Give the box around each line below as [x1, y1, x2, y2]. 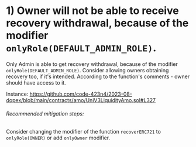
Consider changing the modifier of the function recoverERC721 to [6, 128, 161, 135]
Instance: [6, 90, 29, 97]
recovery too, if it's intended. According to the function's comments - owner [6, 73, 190, 80]
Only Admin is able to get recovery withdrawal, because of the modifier [6, 60, 178, 68]
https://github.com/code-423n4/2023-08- [29, 90, 133, 97]
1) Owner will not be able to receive [6, 4, 180, 17]
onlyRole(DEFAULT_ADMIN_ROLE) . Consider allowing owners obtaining [6, 66, 169, 73]
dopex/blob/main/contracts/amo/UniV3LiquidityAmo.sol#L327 [6, 96, 156, 103]
